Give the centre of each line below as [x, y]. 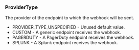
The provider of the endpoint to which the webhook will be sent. [70, 18]
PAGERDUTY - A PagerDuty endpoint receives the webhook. [73, 37]
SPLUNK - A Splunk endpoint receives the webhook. [65, 43]
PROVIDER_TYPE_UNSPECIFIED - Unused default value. [69, 27]
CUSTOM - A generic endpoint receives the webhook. [67, 33]
